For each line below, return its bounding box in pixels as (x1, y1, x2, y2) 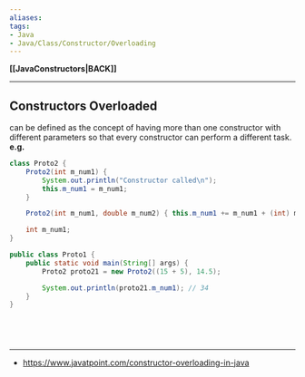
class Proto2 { (9, 159, 67, 169)
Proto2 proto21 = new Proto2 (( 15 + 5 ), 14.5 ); (42, 266, 221, 276)
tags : (9, 22, 30, 31)
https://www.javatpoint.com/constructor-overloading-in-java (22, 357, 250, 368)
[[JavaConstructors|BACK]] (9, 63, 117, 74)
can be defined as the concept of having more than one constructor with (9, 122, 281, 133)
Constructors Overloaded (9, 98, 158, 113)
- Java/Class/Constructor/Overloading (9, 38, 156, 48)
